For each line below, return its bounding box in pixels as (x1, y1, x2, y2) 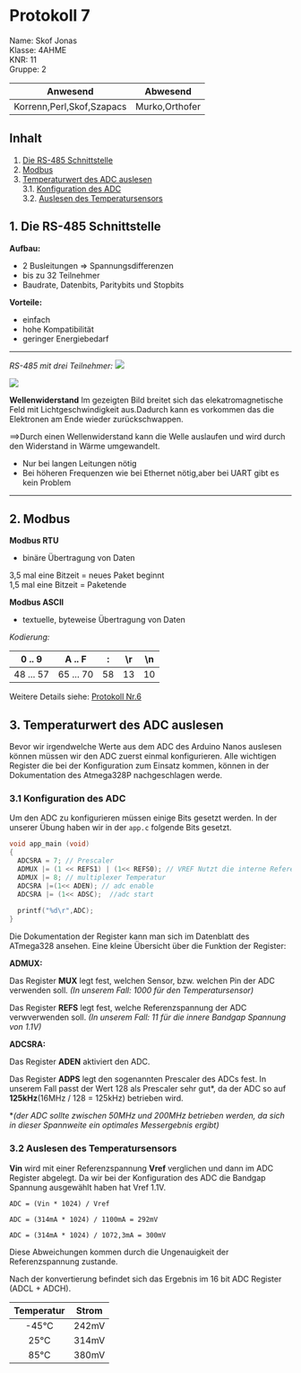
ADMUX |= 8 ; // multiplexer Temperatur (17, 873, 167, 881)
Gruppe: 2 (9, 64, 47, 75)
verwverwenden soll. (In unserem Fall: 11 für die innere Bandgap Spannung (9, 1012, 287, 1023)
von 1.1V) (9, 1022, 42, 1032)
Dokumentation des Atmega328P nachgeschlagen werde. (9, 770, 223, 781)
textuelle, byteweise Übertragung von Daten (21, 615, 185, 625)
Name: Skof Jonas (9, 35, 78, 46)
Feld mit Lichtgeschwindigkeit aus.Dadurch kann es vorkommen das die (9, 403, 275, 414)
